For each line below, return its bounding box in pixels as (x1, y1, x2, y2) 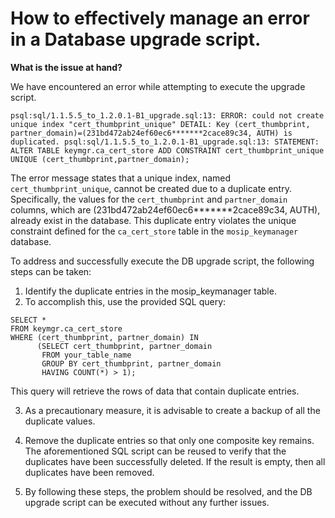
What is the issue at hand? (10, 61, 123, 73)
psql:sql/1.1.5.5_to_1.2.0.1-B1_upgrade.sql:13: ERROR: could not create (10, 110, 325, 121)
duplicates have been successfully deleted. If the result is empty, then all (24, 455, 326, 467)
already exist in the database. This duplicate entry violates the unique (10, 214, 297, 226)
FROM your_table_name (41, 350, 132, 360)
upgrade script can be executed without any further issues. (24, 496, 270, 508)
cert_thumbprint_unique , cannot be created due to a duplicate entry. (10, 182, 292, 194)
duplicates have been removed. (24, 466, 155, 478)
